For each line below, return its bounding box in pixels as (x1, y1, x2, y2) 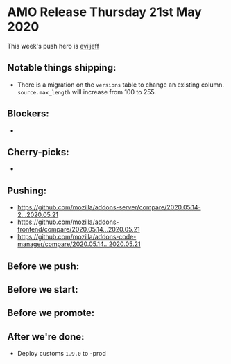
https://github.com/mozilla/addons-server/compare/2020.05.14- (17, 203, 201, 211)
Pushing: (7, 184, 47, 196)
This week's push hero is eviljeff (7, 42, 99, 50)
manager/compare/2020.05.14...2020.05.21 (17, 240, 141, 248)
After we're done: (7, 331, 85, 343)
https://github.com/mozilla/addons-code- (17, 233, 137, 241)
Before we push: (7, 260, 80, 272)
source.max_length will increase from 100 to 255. (17, 87, 157, 96)
